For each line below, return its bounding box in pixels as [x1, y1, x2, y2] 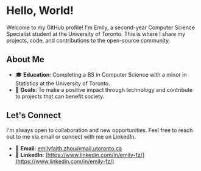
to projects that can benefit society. [15, 92, 105, 100]
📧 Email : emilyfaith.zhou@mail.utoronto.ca [15, 144, 122, 152]
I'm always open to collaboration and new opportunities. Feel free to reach [6, 126, 193, 134]
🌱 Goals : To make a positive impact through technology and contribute [15, 86, 193, 93]
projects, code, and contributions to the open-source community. [6, 37, 171, 44]
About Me [6, 54, 44, 65]
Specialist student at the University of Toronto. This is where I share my [6, 30, 186, 37]
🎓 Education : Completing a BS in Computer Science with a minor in [15, 71, 187, 78]
